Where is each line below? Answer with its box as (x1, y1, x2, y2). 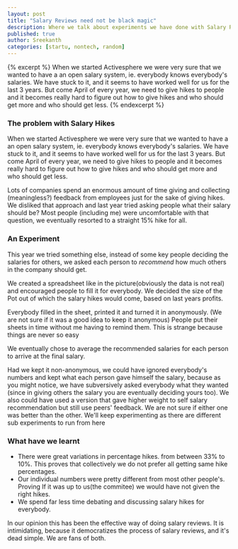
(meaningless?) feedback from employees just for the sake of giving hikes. (7, 193, 225, 202)
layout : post (7, 10, 46, 18)
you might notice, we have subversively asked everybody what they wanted (7, 381, 229, 389)
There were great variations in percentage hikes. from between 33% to (17, 452, 225, 460)
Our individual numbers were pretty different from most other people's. (17, 474, 225, 483)
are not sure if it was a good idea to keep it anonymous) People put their (7, 315, 218, 324)
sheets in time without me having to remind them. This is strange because (7, 322, 223, 331)
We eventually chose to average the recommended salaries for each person (7, 344, 229, 352)
